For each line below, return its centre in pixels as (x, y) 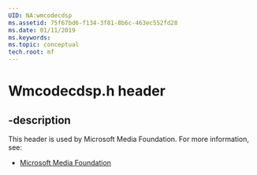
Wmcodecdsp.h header (87, 91)
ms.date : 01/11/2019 (42, 30)
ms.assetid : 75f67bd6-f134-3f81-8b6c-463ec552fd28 (93, 23)
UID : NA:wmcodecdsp (40, 15)
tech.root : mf (32, 52)
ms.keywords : (30, 37)
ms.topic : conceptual (44, 45)
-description (39, 120)
